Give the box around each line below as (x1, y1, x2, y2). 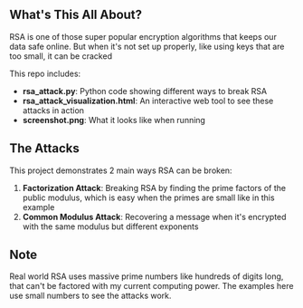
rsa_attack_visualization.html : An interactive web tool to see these (22, 95, 274, 106)
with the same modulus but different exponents (22, 221, 199, 232)
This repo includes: (9, 68, 81, 79)
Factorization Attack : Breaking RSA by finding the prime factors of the (22, 182, 287, 193)
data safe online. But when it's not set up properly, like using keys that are (9, 41, 285, 52)
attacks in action (22, 104, 84, 116)
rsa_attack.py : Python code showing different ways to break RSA (22, 85, 268, 96)
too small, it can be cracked (9, 50, 113, 62)
